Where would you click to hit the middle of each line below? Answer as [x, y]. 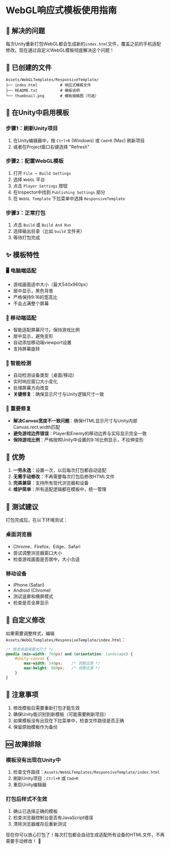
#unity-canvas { [32, 659]
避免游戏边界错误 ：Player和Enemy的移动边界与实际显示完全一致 [80, 433]
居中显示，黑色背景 [33, 291]
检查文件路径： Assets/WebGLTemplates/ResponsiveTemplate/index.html [86, 772]
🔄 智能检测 [19, 363]
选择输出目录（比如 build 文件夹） [49, 231]
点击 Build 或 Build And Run [42, 225]
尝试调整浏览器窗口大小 [37, 553]
